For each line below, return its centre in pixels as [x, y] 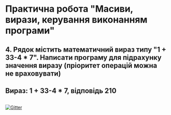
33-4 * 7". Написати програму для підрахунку [83, 57]
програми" [30, 31]
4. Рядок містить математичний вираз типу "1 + [86, 49]
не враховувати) [33, 73]
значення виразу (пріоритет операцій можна [81, 65]
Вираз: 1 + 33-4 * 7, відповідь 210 [61, 91]
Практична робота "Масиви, [69, 9]
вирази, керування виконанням [76, 20]
